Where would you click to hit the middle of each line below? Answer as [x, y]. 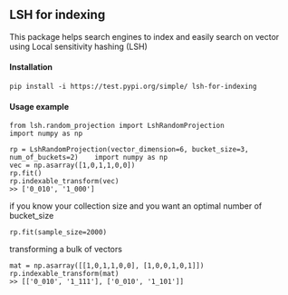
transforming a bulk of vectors [66, 250]
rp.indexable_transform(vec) [64, 182]
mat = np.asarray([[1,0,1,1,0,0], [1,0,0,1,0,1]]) [107, 266]
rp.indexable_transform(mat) [64, 274]
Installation [31, 67]
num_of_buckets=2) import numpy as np [89, 158]
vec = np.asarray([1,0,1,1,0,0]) [72, 166]
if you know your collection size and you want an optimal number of [136, 206]
